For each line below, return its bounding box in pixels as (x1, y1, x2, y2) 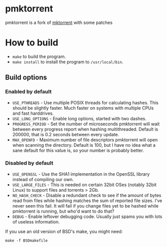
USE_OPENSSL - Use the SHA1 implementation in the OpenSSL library (12, 171, 150, 177)
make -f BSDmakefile (5, 238, 48, 243)
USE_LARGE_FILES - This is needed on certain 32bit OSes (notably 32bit (12, 182, 157, 188)
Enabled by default (5, 88, 52, 95)
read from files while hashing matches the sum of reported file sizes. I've (12, 198, 163, 204)
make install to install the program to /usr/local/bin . (12, 58, 124, 65)
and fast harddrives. (12, 110, 54, 116)
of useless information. (12, 219, 60, 225)
